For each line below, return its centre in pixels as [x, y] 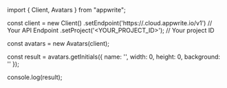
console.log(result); [35, 77]
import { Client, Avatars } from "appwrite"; [66, 10]
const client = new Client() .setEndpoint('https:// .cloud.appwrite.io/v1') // [110, 23]
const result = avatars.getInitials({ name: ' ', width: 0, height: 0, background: [114, 57]
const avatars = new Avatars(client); [58, 43]
